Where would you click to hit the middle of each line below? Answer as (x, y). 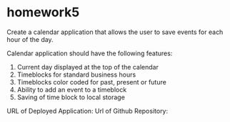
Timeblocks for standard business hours (76, 74)
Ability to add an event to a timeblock (72, 89)
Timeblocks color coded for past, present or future (92, 82)
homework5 (43, 12)
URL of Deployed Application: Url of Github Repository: (87, 111)
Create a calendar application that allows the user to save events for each (115, 32)
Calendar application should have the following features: (90, 53)
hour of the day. (30, 39)
